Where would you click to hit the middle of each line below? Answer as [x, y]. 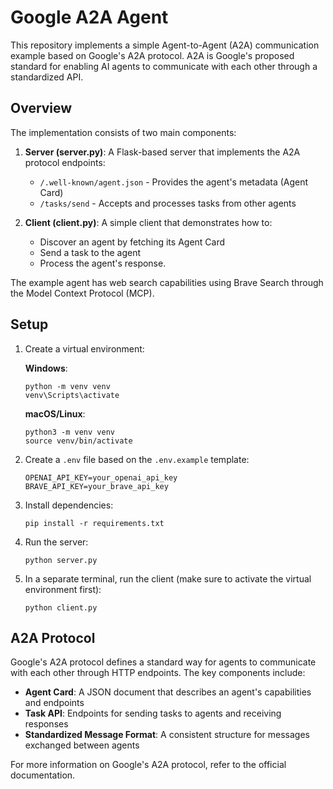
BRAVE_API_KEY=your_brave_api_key [96, 486]
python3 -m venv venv [69, 432]
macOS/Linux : [55, 413]
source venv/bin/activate [78, 441]
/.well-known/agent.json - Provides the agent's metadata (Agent [174, 182]
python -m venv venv [67, 386]
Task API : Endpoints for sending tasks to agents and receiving [153, 713]
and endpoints [54, 703]
